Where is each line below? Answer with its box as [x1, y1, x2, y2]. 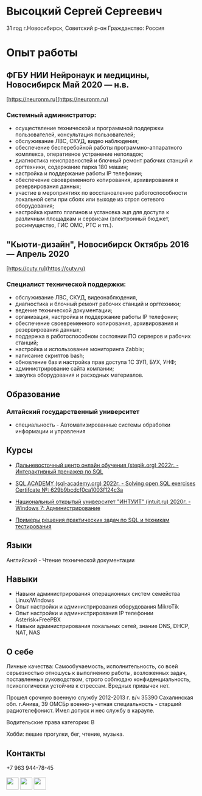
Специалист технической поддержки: [6, 280, 127, 288]
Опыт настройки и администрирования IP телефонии [15, 610, 154, 617]
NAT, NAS [15, 629, 41, 637]
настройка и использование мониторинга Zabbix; [15, 346, 145, 353]
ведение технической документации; [15, 307, 113, 314]
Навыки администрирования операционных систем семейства [15, 590, 181, 598]
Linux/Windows [15, 596, 55, 604]
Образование [6, 389, 61, 399]
